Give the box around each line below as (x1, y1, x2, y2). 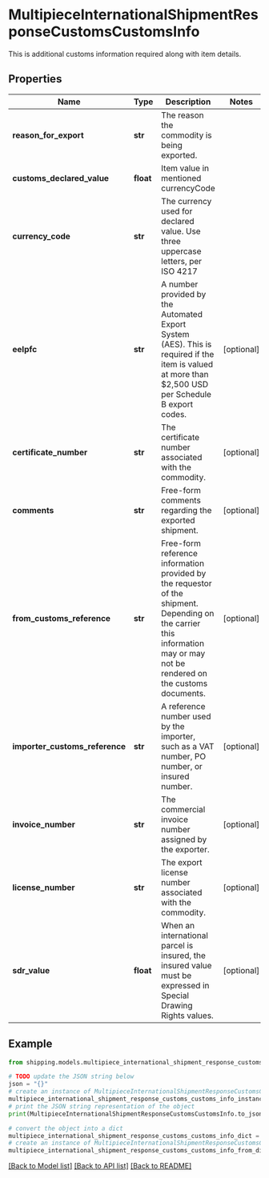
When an (161, 920, 195, 931)
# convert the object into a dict (8, 1124, 124, 1132)
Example (8, 1037, 53, 1051)
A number (161, 278, 199, 290)
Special (161, 990, 190, 1001)
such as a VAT (161, 740, 215, 751)
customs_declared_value (12, 172, 110, 183)
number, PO (161, 751, 207, 762)
